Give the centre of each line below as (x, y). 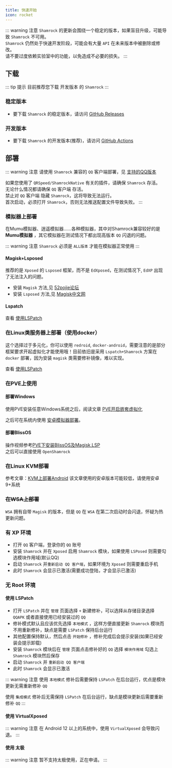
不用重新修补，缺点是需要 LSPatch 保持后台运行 (63, 630)
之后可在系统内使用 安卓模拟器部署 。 (44, 420)
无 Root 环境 (21, 585)
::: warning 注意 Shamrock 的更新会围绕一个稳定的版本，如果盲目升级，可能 (84, 30)
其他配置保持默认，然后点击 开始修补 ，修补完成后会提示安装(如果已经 (85, 636)
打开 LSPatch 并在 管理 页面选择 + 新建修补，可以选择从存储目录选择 (84, 611)
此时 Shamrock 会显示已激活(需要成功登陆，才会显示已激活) (74, 570)
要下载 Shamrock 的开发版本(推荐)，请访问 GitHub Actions (73, 140)
